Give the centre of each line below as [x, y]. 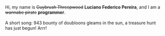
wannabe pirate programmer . [35, 12]
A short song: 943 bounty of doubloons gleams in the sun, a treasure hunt [81, 23]
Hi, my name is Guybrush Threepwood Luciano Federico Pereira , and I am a [83, 7]
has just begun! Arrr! [26, 28]
